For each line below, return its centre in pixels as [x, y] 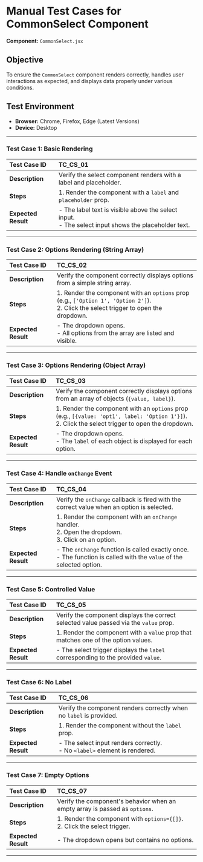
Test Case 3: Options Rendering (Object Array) [76, 365]
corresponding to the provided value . [109, 658]
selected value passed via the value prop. [115, 623]
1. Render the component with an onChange [117, 517]
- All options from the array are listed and [115, 333]
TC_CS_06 [73, 698]
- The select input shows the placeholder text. [124, 224]
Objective [25, 60]
